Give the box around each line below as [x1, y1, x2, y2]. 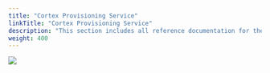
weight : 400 [8, 34, 48, 43]
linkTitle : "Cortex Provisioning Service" [8, 19, 153, 27]
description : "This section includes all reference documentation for [8, 26, 250, 34]
